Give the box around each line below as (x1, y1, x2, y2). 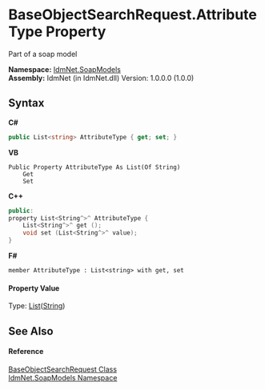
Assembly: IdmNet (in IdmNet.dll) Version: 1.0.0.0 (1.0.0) (8, 73, 195, 82)
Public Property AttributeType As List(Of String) (8, 163, 181, 171)
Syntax (8, 96, 45, 110)
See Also (8, 324, 54, 338)
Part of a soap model (8, 49, 78, 58)
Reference (8, 347, 44, 356)
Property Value (8, 283, 60, 293)
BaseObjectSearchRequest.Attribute (8, 6, 258, 24)
